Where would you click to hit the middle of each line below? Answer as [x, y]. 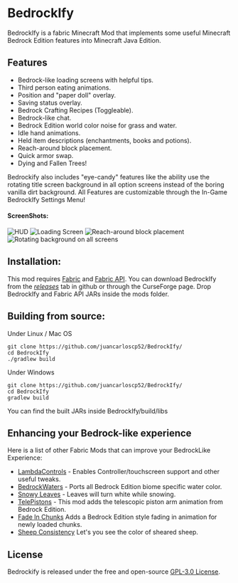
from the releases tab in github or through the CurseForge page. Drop [109, 286]
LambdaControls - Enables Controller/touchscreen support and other [119, 472]
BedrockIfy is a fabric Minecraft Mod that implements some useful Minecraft [119, 33]
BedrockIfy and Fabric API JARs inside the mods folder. [88, 294]
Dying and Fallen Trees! [52, 163]
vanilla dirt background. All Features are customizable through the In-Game [117, 192]
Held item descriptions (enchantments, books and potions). [104, 140]
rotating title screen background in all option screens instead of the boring [116, 184]
